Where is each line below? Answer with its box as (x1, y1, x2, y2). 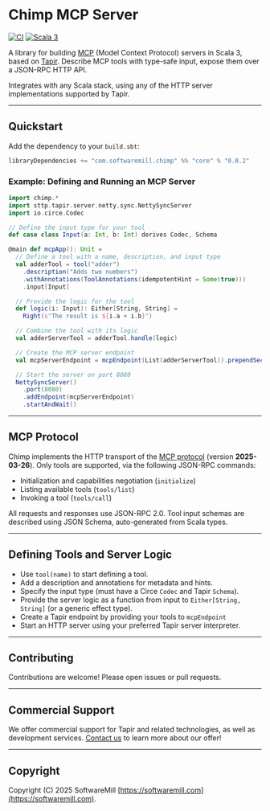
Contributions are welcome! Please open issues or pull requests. (8, 673, 222, 682)
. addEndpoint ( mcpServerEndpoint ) (22, 393, 135, 401)
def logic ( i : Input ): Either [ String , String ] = (15, 305, 178, 313)
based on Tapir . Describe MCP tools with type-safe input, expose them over (8, 56, 260, 66)
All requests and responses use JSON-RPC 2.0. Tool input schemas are (8, 508, 245, 518)
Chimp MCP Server (8, 6, 139, 24)
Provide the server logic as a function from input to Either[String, (19, 595, 241, 604)
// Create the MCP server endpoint (15, 348, 135, 357)
